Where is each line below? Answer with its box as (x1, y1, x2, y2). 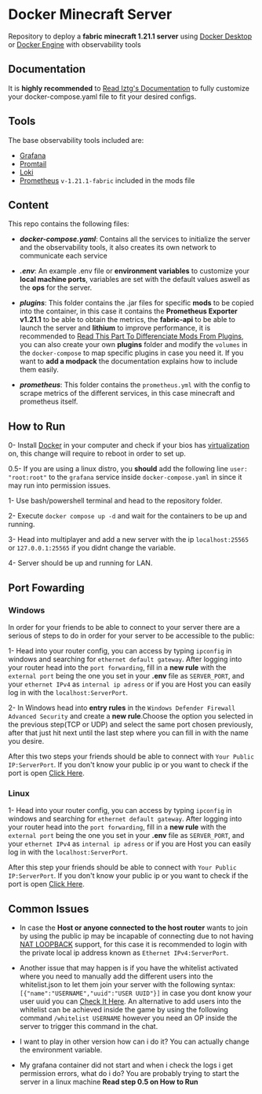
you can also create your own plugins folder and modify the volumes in (19, 340, 249, 349)
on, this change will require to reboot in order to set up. (8, 449, 187, 459)
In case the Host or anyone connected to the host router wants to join (19, 923, 249, 932)
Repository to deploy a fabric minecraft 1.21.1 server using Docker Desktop (8, 31, 253, 41)
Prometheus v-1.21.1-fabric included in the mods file (19, 175, 195, 185)
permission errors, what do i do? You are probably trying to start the (19, 1068, 239, 1078)
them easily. (19, 365, 59, 375)
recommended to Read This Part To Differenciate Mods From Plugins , (19, 331, 245, 341)
